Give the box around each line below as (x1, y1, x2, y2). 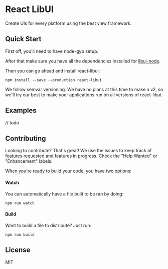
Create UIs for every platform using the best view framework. (5, 20, 132, 26)
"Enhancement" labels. (5, 158, 53, 164)
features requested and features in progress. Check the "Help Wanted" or (5, 153, 157, 159)
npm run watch (5, 200, 35, 206)
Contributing (5, 134, 46, 143)
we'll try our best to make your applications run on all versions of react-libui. (5, 92, 163, 98)
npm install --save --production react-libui (5, 77, 102, 83)
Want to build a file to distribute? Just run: (5, 222, 92, 228)
